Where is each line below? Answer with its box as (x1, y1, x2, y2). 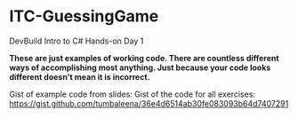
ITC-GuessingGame (9, 6, 159, 27)
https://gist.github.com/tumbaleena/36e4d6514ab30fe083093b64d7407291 (9, 98, 289, 108)
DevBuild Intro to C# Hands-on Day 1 (9, 35, 144, 46)
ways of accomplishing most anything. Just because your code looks (9, 62, 271, 73)
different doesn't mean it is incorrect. (9, 71, 150, 82)
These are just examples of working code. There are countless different (9, 52, 279, 63)
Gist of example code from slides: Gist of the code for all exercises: (9, 89, 256, 99)
